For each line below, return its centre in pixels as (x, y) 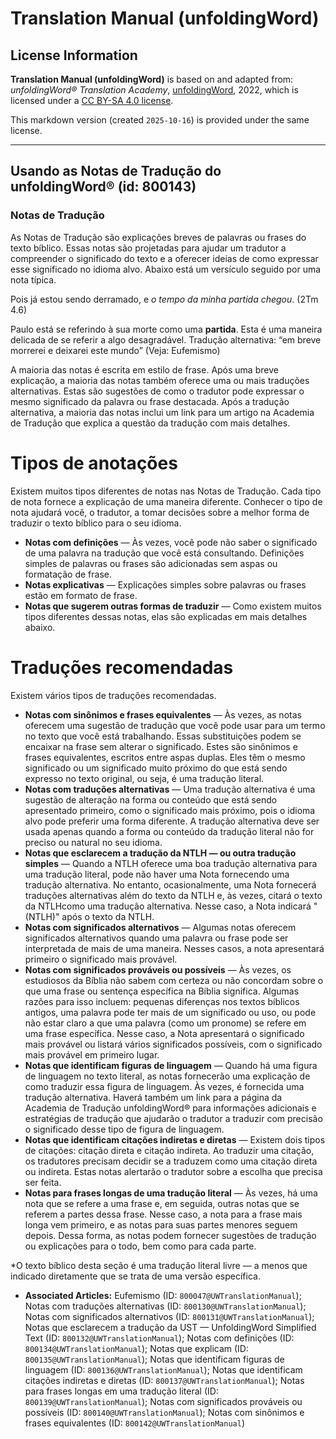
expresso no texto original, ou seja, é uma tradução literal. (144, 778)
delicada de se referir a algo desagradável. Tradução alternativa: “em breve (166, 339)
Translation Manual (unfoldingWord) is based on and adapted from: (152, 79)
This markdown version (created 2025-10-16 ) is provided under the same (160, 120)
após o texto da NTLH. (108, 916)
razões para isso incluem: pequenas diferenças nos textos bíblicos (162, 1001)
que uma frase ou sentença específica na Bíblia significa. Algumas (162, 991)
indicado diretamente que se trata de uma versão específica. (135, 1276)
